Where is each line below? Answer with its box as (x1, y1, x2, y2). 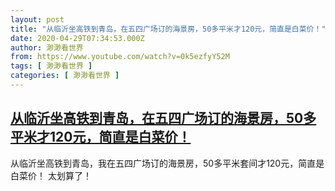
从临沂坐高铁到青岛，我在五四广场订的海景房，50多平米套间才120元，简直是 (10, 157, 325, 169)
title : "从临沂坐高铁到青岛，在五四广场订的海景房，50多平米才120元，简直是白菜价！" (10, 24, 327, 34)
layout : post (10, 14, 65, 25)
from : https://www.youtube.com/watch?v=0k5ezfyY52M (10, 52, 230, 62)
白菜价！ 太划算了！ (10, 169, 92, 181)
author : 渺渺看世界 (10, 42, 84, 53)
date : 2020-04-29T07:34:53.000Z (10, 33, 145, 43)
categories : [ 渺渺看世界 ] (10, 71, 120, 81)
